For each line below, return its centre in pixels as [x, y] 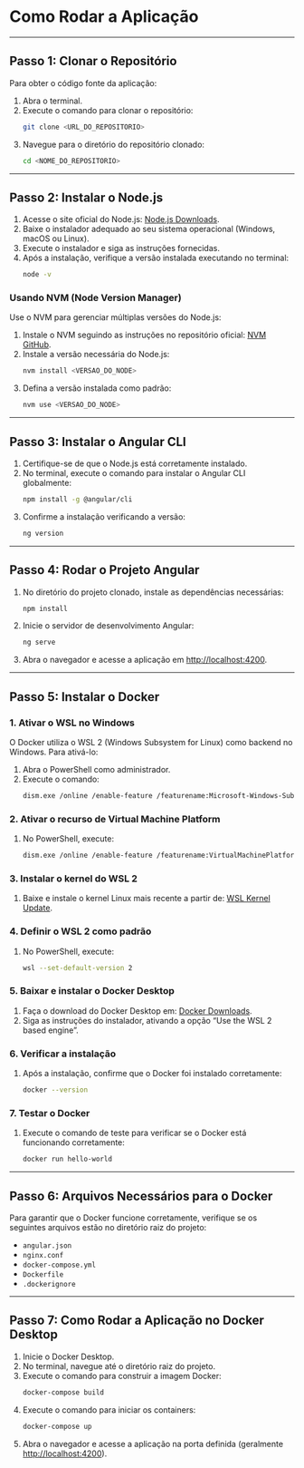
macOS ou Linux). [56, 238]
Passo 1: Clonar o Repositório [93, 61]
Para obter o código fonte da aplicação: [83, 83]
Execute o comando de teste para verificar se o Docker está [134, 1133]
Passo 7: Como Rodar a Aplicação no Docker [137, 1321]
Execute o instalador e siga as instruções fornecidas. [121, 248]
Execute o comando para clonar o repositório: [108, 110]
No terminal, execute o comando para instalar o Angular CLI [134, 473]
